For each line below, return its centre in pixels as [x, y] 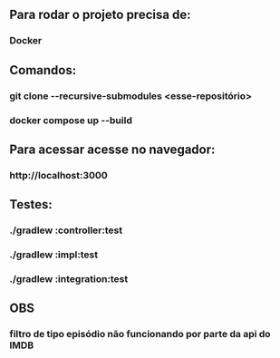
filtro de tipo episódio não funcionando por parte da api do [140, 334]
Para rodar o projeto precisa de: [100, 15]
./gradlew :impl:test [53, 255]
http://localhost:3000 [59, 175]
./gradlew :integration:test [69, 279]
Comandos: [43, 70]
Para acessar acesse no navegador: [112, 149]
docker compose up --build [71, 120]
